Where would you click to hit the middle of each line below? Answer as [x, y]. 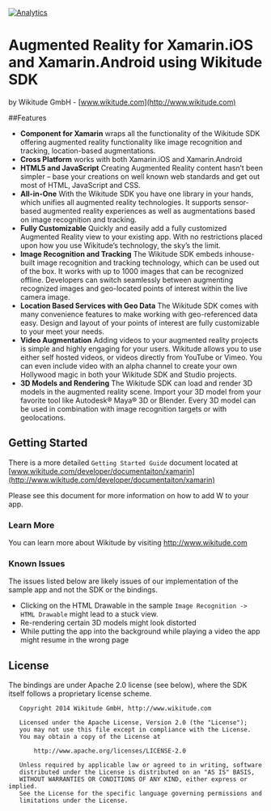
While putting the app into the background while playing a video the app [140, 631]
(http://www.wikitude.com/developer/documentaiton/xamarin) [112, 480]
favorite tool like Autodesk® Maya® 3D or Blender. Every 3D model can [138, 400]
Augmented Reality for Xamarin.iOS [131, 45]
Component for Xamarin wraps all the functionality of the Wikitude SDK [140, 133]
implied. [23, 787]
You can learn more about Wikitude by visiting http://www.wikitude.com [128, 543]
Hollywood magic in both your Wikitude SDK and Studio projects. [128, 374]
